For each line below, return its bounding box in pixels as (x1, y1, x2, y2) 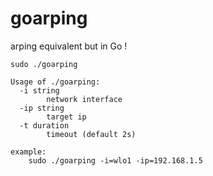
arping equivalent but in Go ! (10, 40, 128, 52)
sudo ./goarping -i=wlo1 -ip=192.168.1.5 (28, 155, 203, 166)
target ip (46, 112, 87, 122)
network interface (46, 94, 123, 104)
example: (10, 147, 47, 157)
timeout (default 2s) (46, 129, 137, 139)
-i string (19, 85, 60, 96)
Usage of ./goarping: (10, 77, 101, 87)
